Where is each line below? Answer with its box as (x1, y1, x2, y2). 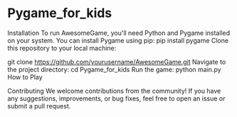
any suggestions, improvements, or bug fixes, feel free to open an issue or (7, 94, 226, 103)
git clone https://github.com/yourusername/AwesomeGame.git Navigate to (7, 57, 226, 66)
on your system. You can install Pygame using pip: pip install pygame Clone (7, 36, 229, 44)
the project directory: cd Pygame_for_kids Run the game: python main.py (7, 65, 222, 73)
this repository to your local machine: (7, 44, 117, 52)
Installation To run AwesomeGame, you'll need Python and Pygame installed (7, 29, 231, 37)
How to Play (7, 73, 43, 81)
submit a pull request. (7, 101, 71, 110)
